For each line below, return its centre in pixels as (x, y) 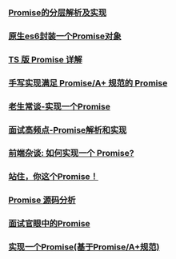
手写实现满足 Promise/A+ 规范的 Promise (88, 83)
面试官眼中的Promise (49, 224)
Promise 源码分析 (42, 200)
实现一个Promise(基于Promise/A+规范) (84, 247)
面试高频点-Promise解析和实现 (68, 129)
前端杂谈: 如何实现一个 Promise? (71, 153)
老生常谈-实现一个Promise (59, 106)
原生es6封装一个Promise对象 (65, 36)
